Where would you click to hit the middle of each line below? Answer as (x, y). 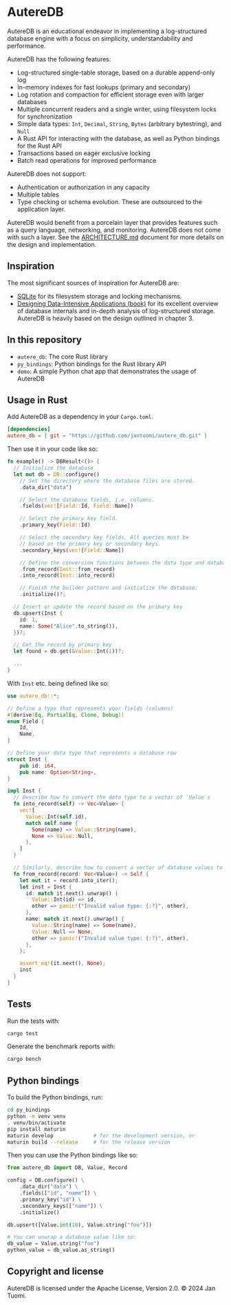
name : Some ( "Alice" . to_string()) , (69, 626)
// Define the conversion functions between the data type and (112, 563)
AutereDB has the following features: (59, 59)
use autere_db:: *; (33, 696)
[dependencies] (29, 429)
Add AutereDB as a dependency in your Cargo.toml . (80, 417)
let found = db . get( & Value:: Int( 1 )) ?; (69, 651)
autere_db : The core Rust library (63, 357)
